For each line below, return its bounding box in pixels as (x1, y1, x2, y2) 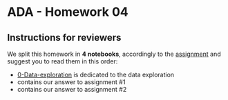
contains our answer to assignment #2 (17, 86, 127, 93)
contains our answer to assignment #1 (17, 78, 126, 86)
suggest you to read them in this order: (7, 57, 118, 66)
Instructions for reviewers (7, 32, 122, 43)
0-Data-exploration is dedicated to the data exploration (17, 70, 175, 79)
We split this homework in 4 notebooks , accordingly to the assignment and (7, 50, 221, 58)
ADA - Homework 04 (7, 4, 129, 20)
